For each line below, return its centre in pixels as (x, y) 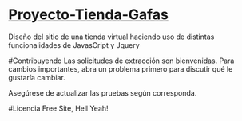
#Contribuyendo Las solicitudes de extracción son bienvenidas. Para (121, 60)
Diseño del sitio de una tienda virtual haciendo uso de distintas (111, 37)
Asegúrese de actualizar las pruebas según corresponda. (103, 92)
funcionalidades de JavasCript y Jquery (74, 45)
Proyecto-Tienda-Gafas (89, 15)
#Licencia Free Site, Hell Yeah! (59, 108)
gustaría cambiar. (37, 77)
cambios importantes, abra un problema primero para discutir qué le (121, 68)
